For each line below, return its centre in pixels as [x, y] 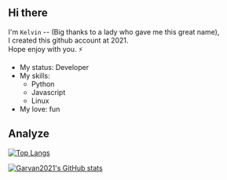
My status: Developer [54, 67]
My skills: [35, 75]
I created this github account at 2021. [68, 40]
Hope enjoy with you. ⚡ [46, 49]
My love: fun [40, 108]
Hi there [28, 13]
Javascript [48, 92]
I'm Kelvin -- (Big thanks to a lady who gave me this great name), [114, 31]
